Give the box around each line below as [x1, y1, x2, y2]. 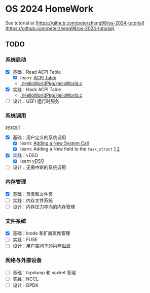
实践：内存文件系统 [12, 197, 53, 203]
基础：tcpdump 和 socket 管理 [12, 269, 76, 275]
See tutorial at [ [5, 20, 37, 26]
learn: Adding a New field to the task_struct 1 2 [20, 146, 120, 152]
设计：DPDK [12, 282, 39, 288]
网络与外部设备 [5, 257, 42, 264]
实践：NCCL [12, 276, 39, 282]
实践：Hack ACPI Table [12, 86, 61, 92]
